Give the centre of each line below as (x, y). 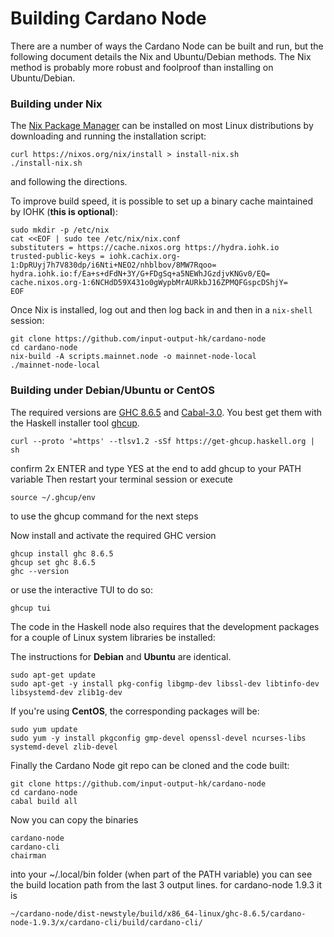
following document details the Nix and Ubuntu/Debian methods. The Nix (161, 56)
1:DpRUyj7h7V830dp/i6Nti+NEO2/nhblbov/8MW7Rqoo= (113, 265)
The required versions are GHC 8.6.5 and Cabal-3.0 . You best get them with (166, 412)
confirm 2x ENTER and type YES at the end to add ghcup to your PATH (156, 468)
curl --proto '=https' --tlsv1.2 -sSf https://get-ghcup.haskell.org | (162, 441)
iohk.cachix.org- (145, 257)
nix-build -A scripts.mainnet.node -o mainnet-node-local (133, 357)
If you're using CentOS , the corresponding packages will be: (135, 711)
